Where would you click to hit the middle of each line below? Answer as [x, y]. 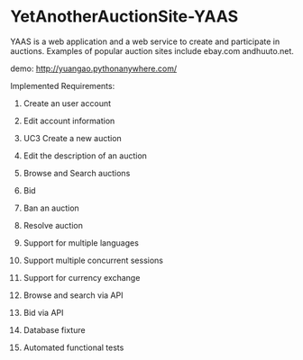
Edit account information [69, 121]
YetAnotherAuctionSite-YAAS [124, 17]
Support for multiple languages [81, 243]
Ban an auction [51, 208]
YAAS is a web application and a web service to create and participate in [145, 41]
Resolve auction [53, 225]
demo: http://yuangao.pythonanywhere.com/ [94, 68]
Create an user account [67, 103]
